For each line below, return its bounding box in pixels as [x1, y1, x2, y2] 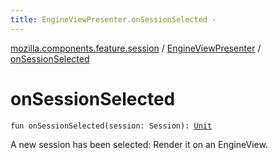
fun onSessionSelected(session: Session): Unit [10, 121, 213, 131]
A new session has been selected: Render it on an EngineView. [10, 138, 268, 150]
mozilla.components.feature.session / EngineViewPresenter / [10, 42, 262, 54]
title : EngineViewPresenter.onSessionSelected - [10, 14, 217, 25]
